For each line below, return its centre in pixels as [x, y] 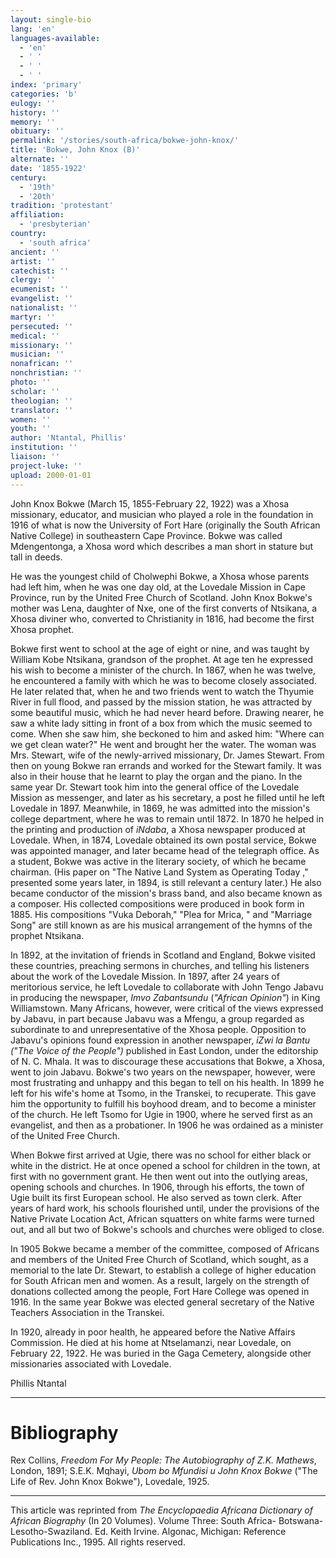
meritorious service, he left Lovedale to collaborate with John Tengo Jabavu [167, 987]
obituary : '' [37, 131]
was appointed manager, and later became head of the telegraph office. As [165, 850]
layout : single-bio [51, 19]
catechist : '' [40, 271]
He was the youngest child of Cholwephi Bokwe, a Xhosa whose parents [160, 576]
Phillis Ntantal [38, 1383]
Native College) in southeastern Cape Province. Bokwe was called [146, 535]
